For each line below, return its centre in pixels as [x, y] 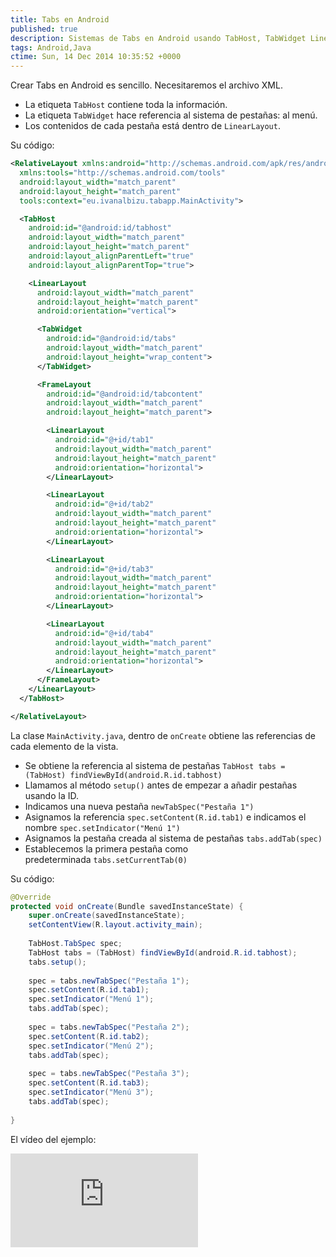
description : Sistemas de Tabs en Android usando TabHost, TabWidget [158, 38]
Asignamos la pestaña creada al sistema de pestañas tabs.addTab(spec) [173, 838]
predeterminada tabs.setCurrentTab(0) [106, 859]
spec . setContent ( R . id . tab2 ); [89, 1036]
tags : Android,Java [51, 47]
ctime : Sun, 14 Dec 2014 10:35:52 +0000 [96, 57]
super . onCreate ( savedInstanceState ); [107, 916]
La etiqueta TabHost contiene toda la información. [126, 105]
